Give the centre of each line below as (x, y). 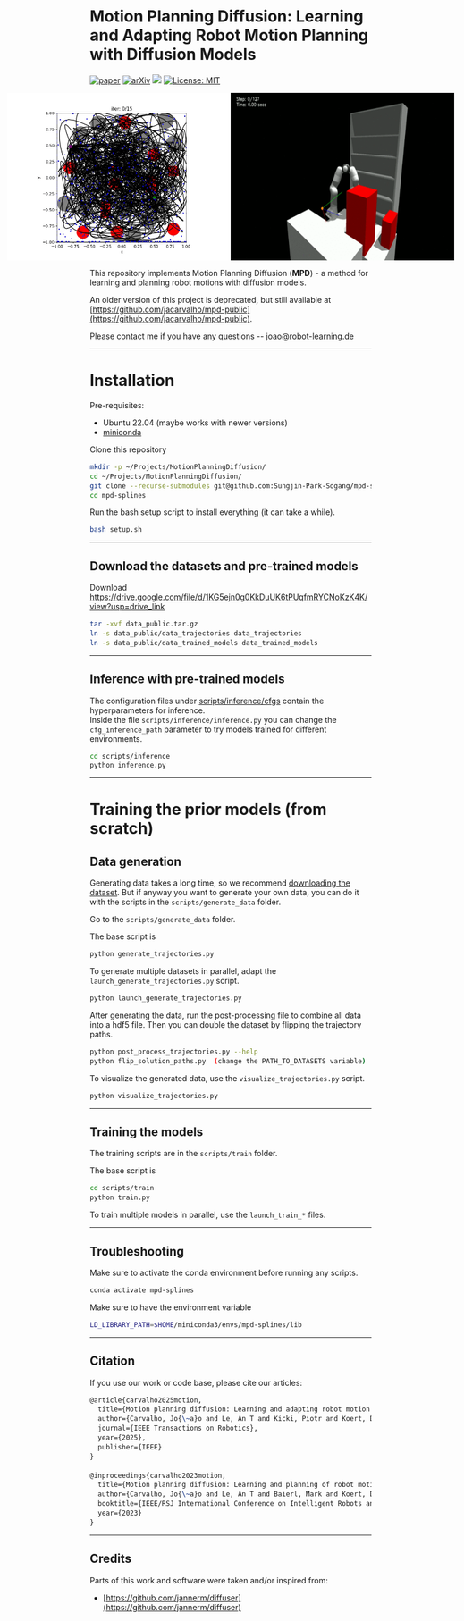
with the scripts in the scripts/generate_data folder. (186, 902)
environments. (116, 738)
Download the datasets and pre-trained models (224, 566)
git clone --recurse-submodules (150, 486)
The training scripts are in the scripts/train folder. (184, 1154)
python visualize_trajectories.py (154, 1096)
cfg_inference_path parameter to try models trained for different (208, 729)
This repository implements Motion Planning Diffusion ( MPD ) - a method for (229, 273)
